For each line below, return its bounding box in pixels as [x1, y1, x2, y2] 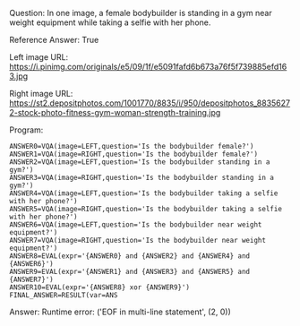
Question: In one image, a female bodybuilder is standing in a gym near [9, 8, 272, 18]
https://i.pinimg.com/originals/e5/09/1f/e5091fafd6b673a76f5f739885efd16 [9, 62, 287, 72]
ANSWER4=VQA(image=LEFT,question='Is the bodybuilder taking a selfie [9, 189, 279, 198]
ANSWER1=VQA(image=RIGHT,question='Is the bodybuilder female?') [9, 150, 258, 159]
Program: [9, 124, 44, 135]
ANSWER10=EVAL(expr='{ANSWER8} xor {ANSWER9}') [9, 283, 191, 292]
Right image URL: [9, 89, 73, 99]
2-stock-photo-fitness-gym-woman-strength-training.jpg [9, 107, 221, 117]
